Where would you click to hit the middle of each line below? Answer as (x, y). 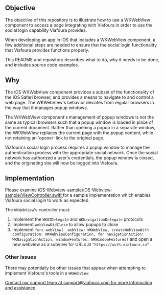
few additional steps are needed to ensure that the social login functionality (81, 45)
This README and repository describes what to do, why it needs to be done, (82, 59)
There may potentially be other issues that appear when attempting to (75, 268)
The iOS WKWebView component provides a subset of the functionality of (80, 92)
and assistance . (21, 288)
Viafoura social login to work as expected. (47, 201)
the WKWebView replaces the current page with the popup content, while (79, 133)
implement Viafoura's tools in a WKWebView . (47, 273)
